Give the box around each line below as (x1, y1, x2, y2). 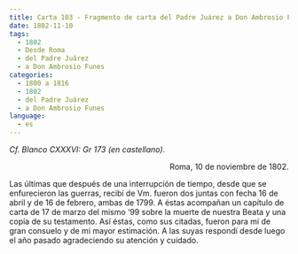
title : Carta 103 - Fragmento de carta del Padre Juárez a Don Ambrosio (9, 12, 284, 22)
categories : (9, 71, 53, 80)
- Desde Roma (17, 46, 66, 55)
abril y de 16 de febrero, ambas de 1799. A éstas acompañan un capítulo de (9, 197, 285, 208)
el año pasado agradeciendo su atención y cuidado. (9, 235, 199, 245)
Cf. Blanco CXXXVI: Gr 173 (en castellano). (9, 144, 166, 155)
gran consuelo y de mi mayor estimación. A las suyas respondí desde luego (9, 226, 286, 235)
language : (9, 112, 46, 120)
